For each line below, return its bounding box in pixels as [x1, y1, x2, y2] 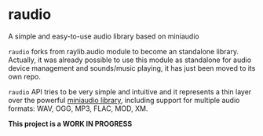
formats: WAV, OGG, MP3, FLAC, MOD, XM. [8, 104, 148, 113]
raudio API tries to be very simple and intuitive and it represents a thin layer [8, 86, 252, 96]
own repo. [8, 72, 42, 81]
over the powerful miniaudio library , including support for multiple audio [8, 95, 240, 105]
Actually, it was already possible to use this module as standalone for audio [8, 55, 252, 64]
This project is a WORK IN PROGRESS [8, 119, 133, 128]
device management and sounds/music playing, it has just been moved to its [8, 63, 256, 72]
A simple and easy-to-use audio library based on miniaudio [8, 31, 199, 41]
